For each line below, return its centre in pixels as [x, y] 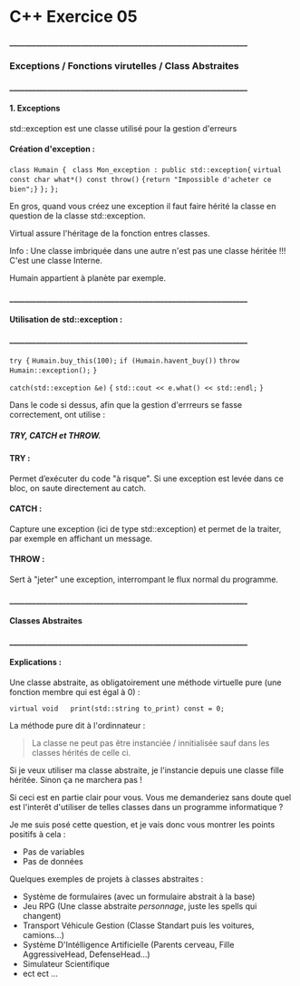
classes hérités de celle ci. [81, 753]
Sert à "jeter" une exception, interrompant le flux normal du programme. [144, 580]
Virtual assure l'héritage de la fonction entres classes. [110, 233]
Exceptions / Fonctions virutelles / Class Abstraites [124, 65]
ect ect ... [40, 974]
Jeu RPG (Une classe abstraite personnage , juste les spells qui [140, 906]
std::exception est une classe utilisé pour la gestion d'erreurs [123, 128]
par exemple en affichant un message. [81, 538]
